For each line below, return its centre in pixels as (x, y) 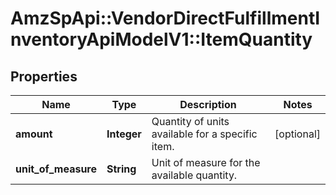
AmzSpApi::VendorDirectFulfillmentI (165, 18)
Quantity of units (190, 121)
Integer (124, 134)
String (121, 169)
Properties (44, 76)
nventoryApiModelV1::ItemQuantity (161, 39)
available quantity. (194, 175)
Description (208, 104)
